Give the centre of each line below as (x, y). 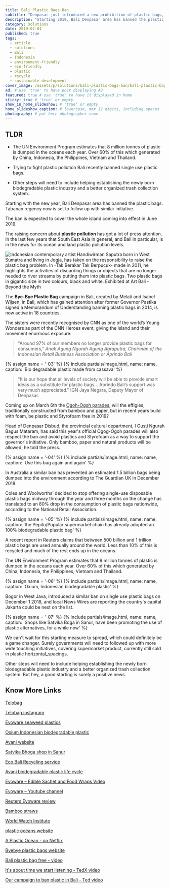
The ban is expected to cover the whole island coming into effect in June (81, 218)
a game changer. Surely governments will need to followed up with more (81, 643)
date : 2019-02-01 (24, 29)
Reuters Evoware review (30, 801)
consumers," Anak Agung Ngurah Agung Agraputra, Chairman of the (90, 348)
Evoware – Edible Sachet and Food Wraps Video (55, 781)
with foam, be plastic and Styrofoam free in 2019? (57, 416)
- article (20, 43)
